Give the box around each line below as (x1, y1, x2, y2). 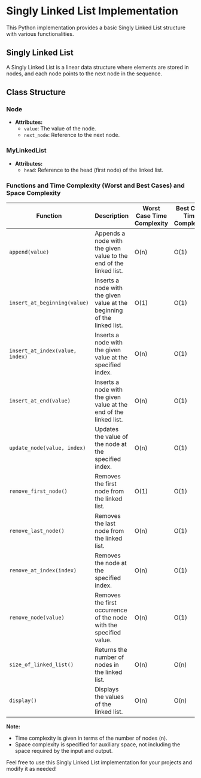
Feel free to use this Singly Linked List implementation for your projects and (6, 759, 193, 766)
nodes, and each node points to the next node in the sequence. (6, 70, 163, 77)
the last (95, 519, 115, 527)
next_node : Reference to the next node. (23, 132, 120, 139)
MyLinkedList (6, 147, 47, 155)
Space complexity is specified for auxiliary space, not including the (14, 741, 181, 748)
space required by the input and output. (14, 748, 113, 755)
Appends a (95, 229, 126, 237)
